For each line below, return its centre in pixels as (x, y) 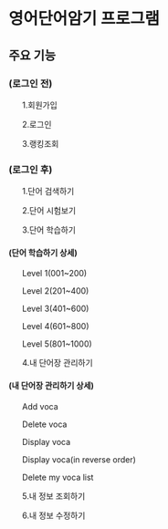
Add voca (40, 406)
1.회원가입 (40, 105)
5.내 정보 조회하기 (53, 496)
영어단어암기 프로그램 (84, 19)
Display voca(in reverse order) (79, 459)
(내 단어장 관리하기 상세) (52, 385)
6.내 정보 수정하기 (53, 515)
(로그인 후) (31, 170)
